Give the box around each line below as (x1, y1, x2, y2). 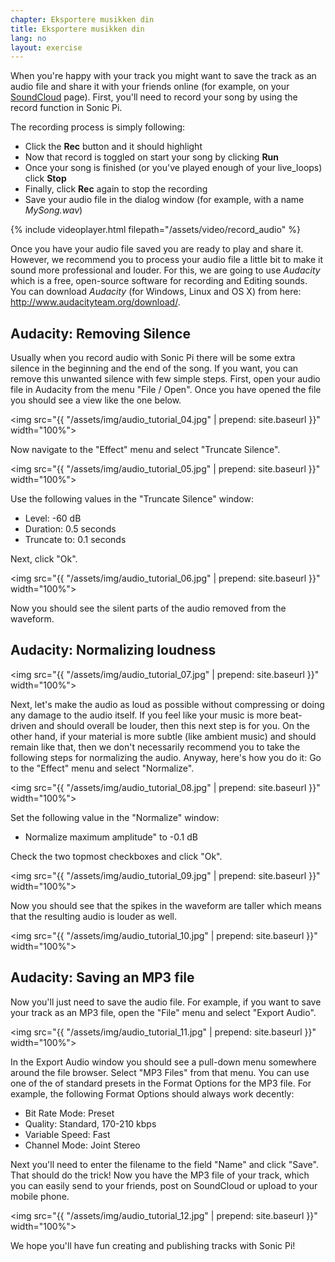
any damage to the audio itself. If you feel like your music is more (10, 709, 278, 721)
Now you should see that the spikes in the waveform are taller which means (10, 899, 322, 911)
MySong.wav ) (24, 204, 83, 216)
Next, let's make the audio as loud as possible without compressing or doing (10, 698, 325, 710)
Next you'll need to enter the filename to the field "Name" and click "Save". (10, 1158, 319, 1170)
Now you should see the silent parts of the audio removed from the (10, 602, 287, 615)
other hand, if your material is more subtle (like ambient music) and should (10, 730, 317, 742)
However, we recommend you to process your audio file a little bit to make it (10, 254, 324, 266)
